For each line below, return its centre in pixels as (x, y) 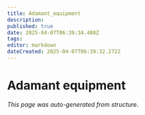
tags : (15, 39)
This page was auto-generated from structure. (73, 104)
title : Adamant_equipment (44, 13)
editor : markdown (32, 45)
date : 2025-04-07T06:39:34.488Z (53, 33)
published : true (30, 26)
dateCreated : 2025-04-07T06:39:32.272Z (64, 52)
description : (26, 20)
